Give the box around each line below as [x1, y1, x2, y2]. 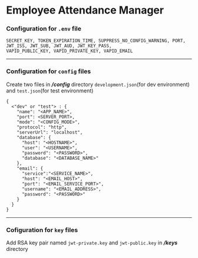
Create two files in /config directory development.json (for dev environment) [6, 81, 190, 88]
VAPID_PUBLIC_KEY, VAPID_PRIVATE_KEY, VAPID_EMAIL [6, 48, 133, 54]
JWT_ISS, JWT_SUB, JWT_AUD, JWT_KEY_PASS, [6, 43, 112, 49]
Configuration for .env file [6, 25, 81, 33]
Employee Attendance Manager [6, 4, 164, 17]
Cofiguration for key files [6, 226, 78, 234]
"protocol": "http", [16, 124, 67, 130]
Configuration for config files [6, 67, 91, 75]
